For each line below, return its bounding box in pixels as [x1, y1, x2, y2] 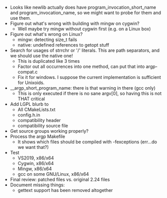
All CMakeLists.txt [17, 106, 56, 112]
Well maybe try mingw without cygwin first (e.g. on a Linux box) [17, 26, 151, 32]
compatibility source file [17, 123, 69, 129]
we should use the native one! [10, 53, 73, 59]
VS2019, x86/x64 [17, 155, 54, 161]
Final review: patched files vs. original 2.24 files [10, 177, 110, 182]
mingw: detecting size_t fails [17, 36, 78, 43]
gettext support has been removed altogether [17, 187, 113, 193]
